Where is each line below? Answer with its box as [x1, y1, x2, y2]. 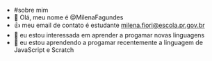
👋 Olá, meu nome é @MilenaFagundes [13, 13, 124, 21]
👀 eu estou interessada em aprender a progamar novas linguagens [13, 31, 205, 39]
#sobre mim [13, 6, 49, 14]
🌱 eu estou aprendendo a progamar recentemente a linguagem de [13, 38, 204, 46]
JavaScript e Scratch [13, 46, 74, 54]
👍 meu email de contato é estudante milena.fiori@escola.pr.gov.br [13, 21, 205, 29]
